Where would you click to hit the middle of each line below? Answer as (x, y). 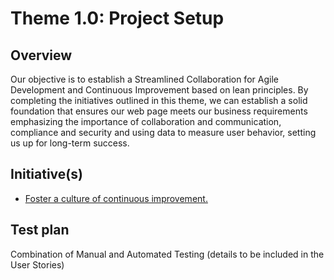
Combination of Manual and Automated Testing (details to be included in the (167, 254)
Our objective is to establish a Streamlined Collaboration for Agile (144, 79)
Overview (41, 55)
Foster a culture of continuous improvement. (116, 198)
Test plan (40, 230)
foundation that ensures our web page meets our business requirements (159, 111)
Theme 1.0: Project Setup (117, 18)
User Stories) (37, 264)
